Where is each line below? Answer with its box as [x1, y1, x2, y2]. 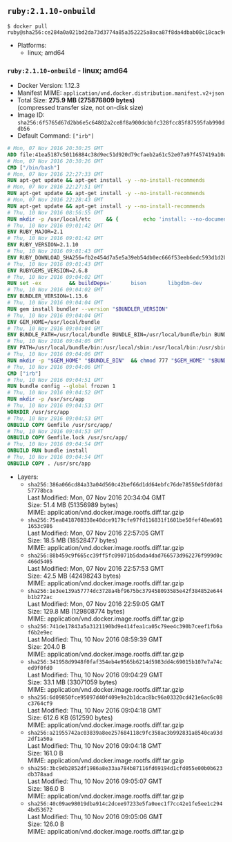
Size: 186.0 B [27, 784, 64, 792]
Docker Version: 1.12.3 [17, 82, 80, 90]
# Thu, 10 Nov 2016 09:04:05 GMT [7, 338, 104, 345]
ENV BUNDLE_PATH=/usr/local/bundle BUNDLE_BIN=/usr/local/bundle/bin [7, 331, 212, 338]
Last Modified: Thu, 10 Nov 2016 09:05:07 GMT [27, 777, 163, 785]
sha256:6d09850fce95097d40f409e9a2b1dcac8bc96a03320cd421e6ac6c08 [27, 694, 223, 701]
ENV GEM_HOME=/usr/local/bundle [7, 318, 100, 325]
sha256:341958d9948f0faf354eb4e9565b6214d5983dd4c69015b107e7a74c [27, 658, 223, 666]
